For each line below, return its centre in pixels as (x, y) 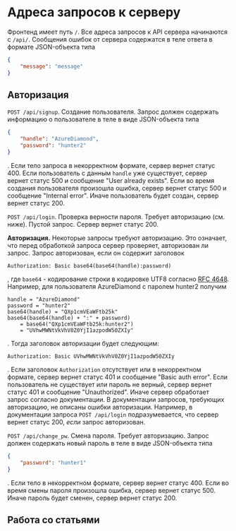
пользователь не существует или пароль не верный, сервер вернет (110, 384)
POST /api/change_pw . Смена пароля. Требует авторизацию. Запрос (108, 436)
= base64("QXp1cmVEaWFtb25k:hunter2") (77, 324)
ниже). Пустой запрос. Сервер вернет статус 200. (83, 224)
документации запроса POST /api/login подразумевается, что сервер (113, 414)
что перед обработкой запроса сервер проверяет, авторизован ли (108, 245)
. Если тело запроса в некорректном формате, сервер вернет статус (111, 165)
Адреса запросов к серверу (94, 12)
